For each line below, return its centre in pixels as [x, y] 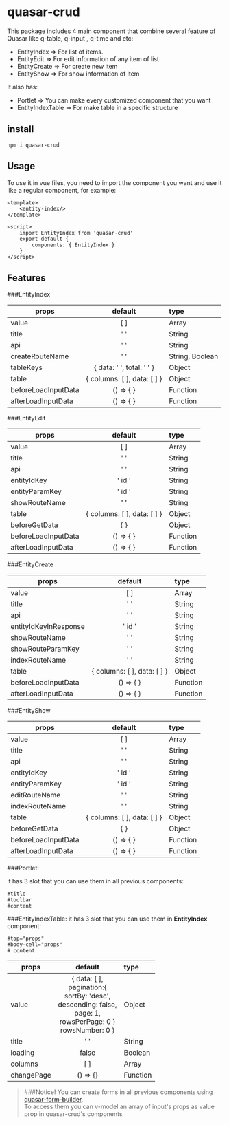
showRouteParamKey [45, 649]
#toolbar [20, 900]
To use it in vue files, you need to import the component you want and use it [114, 182]
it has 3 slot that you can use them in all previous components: [95, 881]
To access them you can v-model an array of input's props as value [119, 1107]
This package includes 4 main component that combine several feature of [111, 31]
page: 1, [88, 1014]
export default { [44, 239]
